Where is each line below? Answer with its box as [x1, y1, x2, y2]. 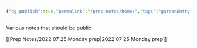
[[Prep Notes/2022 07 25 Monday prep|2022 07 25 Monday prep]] [6, 35, 167, 42]
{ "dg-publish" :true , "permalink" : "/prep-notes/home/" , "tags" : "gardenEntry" [6, 8, 193, 14]
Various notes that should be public [6, 24, 92, 31]
